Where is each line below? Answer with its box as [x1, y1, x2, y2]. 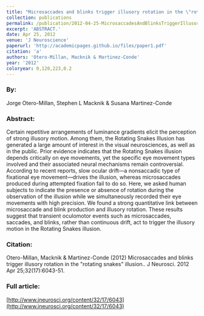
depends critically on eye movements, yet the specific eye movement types [6, 154, 195, 161]
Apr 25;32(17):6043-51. [6, 267, 65, 274]
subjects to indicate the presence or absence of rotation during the [6, 186, 174, 193]
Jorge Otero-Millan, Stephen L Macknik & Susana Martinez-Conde [6, 99, 172, 106]
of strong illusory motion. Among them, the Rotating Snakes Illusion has [6, 134, 185, 142]
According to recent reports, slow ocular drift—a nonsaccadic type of [6, 167, 180, 174]
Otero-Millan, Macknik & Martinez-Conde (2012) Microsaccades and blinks [6, 254, 194, 261]
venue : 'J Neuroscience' [6, 37, 69, 43]
